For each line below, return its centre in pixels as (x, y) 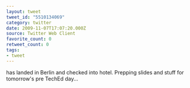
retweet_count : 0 (28, 45)
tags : (13, 50)
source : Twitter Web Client (41, 34)
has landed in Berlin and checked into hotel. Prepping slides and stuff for (95, 72)
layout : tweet (24, 12)
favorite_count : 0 (29, 39)
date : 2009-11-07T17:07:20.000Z (46, 28)
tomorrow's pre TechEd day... (42, 79)
